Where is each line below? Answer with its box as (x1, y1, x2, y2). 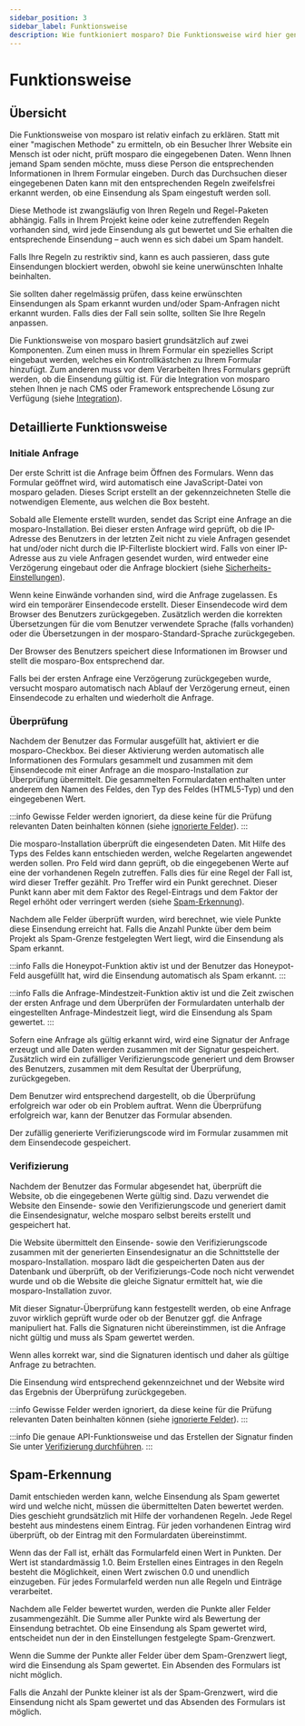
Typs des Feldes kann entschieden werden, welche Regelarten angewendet (9, 848, 292, 859)
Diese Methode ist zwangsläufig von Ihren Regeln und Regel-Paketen (9, 205, 269, 216)
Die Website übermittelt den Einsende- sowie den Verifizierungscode (9, 1237, 268, 1248)
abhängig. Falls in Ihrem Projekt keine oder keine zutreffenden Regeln (9, 215, 270, 225)
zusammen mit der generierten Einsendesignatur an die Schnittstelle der (9, 1246, 280, 1257)
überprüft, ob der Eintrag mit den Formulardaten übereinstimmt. (9, 1530, 248, 1541)
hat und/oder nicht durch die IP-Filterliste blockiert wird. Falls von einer (9, 543, 275, 554)
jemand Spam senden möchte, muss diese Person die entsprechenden (9, 158, 274, 169)
